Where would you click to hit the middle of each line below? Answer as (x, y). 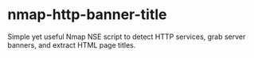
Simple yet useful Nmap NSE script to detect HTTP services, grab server (127, 37)
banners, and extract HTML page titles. (72, 44)
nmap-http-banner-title (88, 15)
